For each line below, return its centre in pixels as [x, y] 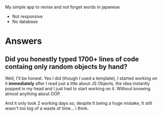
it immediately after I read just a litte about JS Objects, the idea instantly [77, 83]
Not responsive [27, 16]
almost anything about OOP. [33, 94]
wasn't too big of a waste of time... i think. [47, 108]
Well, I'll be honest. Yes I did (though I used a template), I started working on [81, 78]
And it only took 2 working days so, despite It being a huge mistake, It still [79, 103]
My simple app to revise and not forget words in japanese [63, 7]
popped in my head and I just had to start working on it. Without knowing [78, 89]
